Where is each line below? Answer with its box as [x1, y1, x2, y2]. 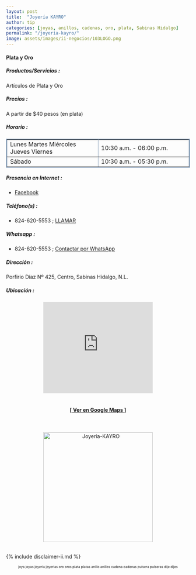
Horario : [6, 123, 28, 130]
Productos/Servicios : [6, 67, 60, 74]
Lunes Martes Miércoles [10, 140, 76, 148]
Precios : [6, 95, 28, 102]
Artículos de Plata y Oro [6, 82, 63, 89]
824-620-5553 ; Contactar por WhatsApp [14, 245, 116, 252]
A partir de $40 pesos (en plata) [6, 110, 83, 117]
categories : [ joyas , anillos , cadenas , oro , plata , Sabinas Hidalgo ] [6, 25, 179, 31]
